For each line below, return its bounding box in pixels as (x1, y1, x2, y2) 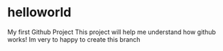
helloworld (7, 4, 72, 21)
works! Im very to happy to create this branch (7, 35, 141, 43)
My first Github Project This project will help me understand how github (7, 28, 217, 36)
